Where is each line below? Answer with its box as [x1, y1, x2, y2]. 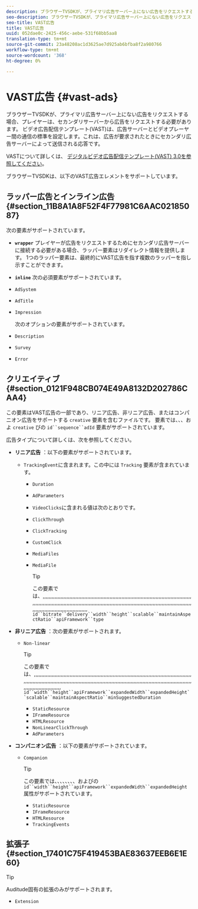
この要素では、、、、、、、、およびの [23, 778, 99, 785]
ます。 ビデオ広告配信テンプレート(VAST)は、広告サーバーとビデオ [6, 125, 169, 133]
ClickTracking [32, 528, 67, 534]
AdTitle [14, 298, 34, 304]
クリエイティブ [6, 373, 60, 384]
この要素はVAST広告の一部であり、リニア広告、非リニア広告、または [6, 409, 174, 416]
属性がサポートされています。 [23, 790, 95, 797]
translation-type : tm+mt [6, 36, 67, 42]
